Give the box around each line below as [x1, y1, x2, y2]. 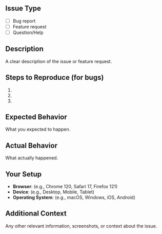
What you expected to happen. [5, 126, 71, 133]
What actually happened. [5, 155, 58, 161]
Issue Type [5, 4, 42, 13]
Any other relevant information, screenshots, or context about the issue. [5, 223, 157, 229]
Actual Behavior [5, 141, 58, 150]
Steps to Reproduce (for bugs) [5, 73, 104, 82]
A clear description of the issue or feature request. [5, 58, 112, 64]
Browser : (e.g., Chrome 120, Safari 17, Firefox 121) [12, 184, 118, 190]
